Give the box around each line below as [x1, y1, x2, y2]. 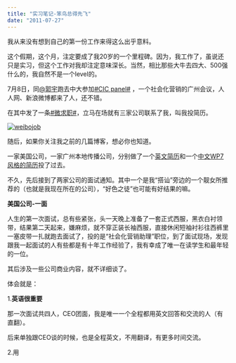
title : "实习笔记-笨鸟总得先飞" [7, 10, 91, 18]
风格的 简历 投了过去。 [7, 160, 69, 169]
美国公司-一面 [7, 199, 48, 208]
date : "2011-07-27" [7, 17, 65, 24]
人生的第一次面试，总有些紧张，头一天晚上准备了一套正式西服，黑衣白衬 [7, 214, 216, 222]
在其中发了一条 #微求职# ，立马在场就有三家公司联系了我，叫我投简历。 [7, 108, 212, 117]
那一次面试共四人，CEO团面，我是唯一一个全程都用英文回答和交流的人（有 [7, 309, 223, 317]
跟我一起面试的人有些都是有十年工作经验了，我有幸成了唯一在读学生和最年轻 [7, 241, 229, 249]
